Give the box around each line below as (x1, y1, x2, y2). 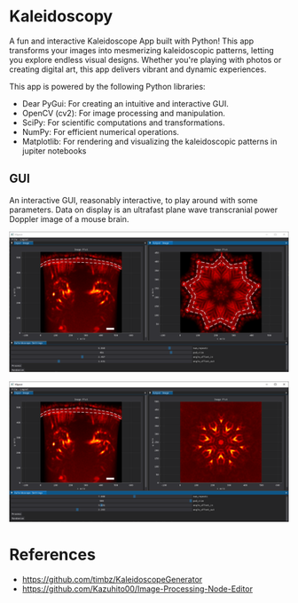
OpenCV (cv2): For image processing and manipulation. (21, 107, 226, 118)
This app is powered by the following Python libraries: (9, 81, 206, 91)
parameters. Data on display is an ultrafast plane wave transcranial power (9, 204, 278, 215)
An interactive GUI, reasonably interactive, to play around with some (9, 194, 258, 205)
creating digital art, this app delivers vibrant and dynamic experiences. (9, 64, 267, 75)
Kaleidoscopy (9, 6, 114, 27)
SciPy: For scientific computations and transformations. (21, 117, 225, 128)
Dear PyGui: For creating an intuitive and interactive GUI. (21, 98, 229, 108)
